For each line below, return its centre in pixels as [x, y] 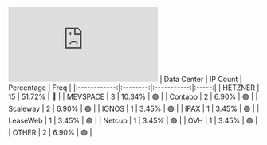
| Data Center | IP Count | [200, 79]
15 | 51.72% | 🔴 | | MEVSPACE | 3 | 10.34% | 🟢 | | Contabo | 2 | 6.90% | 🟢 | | [133, 96]
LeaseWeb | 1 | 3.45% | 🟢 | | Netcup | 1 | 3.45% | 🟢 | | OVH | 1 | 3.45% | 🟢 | [133, 120]
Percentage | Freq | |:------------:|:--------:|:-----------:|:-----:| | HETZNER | [134, 88]
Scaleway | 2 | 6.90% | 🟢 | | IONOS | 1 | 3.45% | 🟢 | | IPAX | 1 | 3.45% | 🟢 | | [134, 108]
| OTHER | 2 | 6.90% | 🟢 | [50, 132]
